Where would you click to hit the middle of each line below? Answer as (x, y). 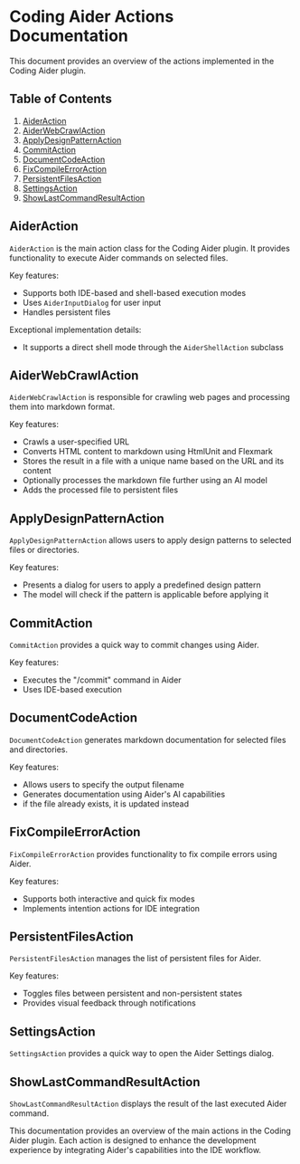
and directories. (39, 749)
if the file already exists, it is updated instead (106, 804)
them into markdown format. (62, 407)
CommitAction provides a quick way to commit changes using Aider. (134, 645)
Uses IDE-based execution (72, 689)
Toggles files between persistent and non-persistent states (132, 994)
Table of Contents (61, 99)
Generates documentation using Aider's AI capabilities (124, 794)
